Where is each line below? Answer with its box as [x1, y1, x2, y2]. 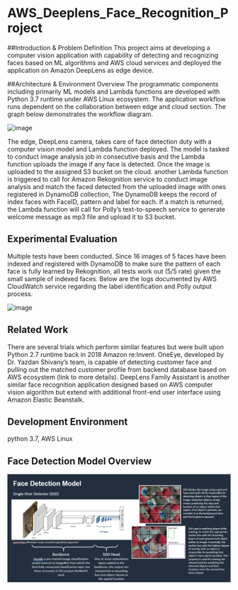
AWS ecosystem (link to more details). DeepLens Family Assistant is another [7, 373, 230, 381]
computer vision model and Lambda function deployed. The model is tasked [7, 144, 229, 153]
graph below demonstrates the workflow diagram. [7, 110, 154, 118]
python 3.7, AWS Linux [7, 434, 73, 443]
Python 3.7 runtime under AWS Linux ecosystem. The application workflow [7, 94, 226, 103]
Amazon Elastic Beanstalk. [7, 395, 85, 404]
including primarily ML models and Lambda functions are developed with [7, 87, 220, 96]
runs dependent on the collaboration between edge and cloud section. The [7, 102, 227, 110]
